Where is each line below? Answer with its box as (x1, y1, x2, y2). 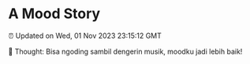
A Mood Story (8, 5, 101, 23)
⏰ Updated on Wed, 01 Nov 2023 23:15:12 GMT (8, 31, 162, 40)
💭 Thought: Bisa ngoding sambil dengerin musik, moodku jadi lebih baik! (8, 47, 243, 56)
